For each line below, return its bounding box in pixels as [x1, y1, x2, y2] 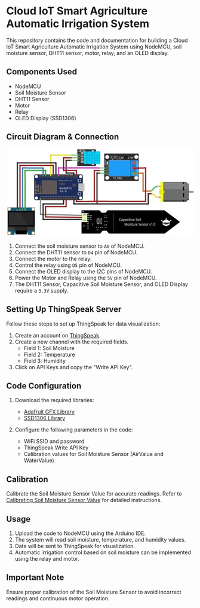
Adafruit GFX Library [23, 408, 75, 415]
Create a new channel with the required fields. [14, 338, 129, 345]
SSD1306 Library [23, 415, 66, 422]
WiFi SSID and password [23, 438, 85, 445]
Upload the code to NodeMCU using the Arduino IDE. [14, 530, 146, 537]
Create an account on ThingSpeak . [14, 332, 101, 339]
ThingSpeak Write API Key [23, 444, 89, 451]
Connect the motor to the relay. [14, 255, 92, 262]
